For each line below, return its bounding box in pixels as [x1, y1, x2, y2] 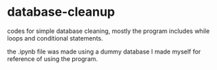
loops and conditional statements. [7, 34, 103, 42]
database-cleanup [7, 4, 115, 20]
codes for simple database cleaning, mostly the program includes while [7, 27, 210, 35]
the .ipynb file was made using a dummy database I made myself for [7, 47, 201, 56]
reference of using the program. [7, 54, 99, 62]
